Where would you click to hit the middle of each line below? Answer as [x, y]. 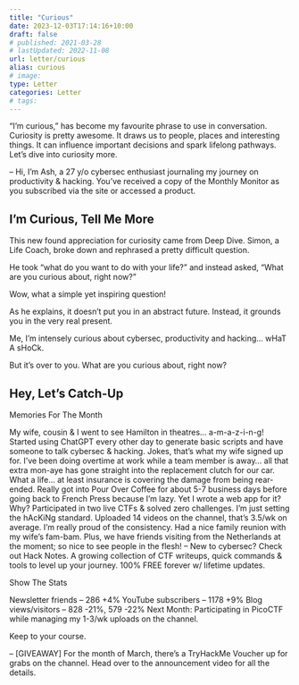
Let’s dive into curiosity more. [63, 155]
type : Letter [33, 84]
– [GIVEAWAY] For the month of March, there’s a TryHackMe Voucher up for [149, 653]
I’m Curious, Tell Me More [82, 219]
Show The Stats [38, 583]
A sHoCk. [27, 348]
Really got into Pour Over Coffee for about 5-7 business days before [162, 489]
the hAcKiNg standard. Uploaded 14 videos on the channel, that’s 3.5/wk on [148, 518]
